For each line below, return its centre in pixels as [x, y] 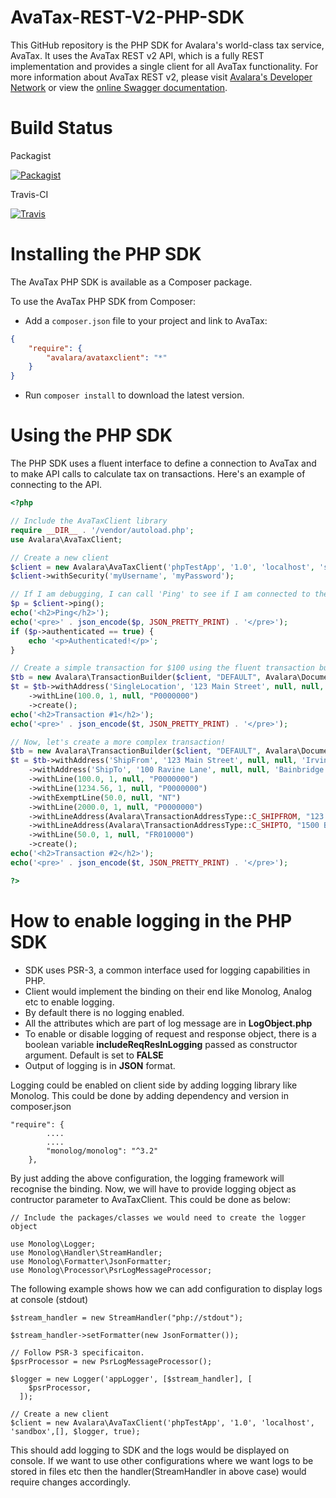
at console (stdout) [49, 1299]
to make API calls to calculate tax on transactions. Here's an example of [158, 474]
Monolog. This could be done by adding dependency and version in [149, 1095]
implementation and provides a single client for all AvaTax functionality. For [164, 66]
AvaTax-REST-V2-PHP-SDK [127, 17]
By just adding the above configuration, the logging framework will [147, 1178]
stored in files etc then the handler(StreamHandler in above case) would [158, 1471]
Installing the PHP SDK [106, 254]
